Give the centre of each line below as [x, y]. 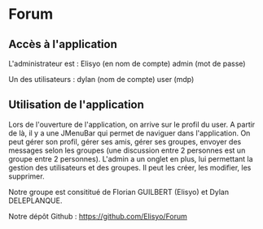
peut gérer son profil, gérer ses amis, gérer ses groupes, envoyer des [125, 141]
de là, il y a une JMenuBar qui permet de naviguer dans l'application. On [129, 133]
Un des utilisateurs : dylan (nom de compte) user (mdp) [101, 79]
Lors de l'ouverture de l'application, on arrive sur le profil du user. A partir [132, 124]
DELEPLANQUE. [35, 201]
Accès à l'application [63, 44]
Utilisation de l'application [77, 105]
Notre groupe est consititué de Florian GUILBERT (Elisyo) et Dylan [119, 192]
